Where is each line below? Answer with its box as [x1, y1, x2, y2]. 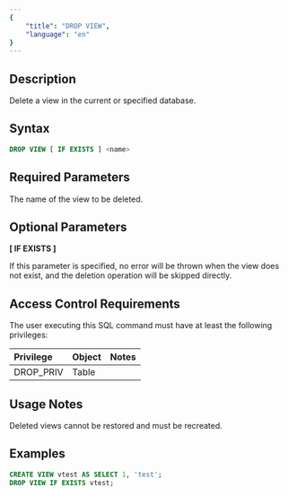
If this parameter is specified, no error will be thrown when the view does [9, 261, 280, 272]
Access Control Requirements [9, 296, 181, 311]
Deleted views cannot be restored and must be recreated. [9, 421, 223, 431]
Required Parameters [9, 170, 130, 185]
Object [71, 351, 101, 363]
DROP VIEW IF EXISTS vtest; [9, 478, 115, 487]
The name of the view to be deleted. [9, 194, 144, 204]
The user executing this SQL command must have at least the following [9, 320, 273, 331]
